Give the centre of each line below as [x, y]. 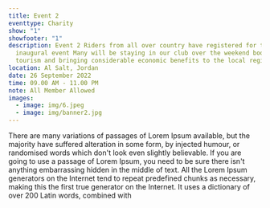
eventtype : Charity [41, 23]
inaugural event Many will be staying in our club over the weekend [133, 53]
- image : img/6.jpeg [50, 105]
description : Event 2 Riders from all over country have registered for [133, 46]
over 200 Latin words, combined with [70, 195]
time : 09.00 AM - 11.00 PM [53, 83]
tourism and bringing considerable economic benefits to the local [131, 61]
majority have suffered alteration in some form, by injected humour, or [124, 144]
